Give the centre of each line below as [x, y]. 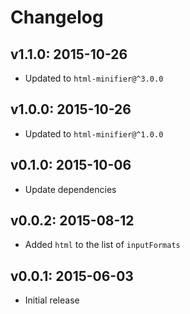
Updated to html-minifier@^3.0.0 [94, 78]
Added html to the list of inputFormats [102, 245]
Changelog [57, 17]
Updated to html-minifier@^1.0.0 [94, 133]
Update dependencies [70, 189]
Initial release [52, 300]
